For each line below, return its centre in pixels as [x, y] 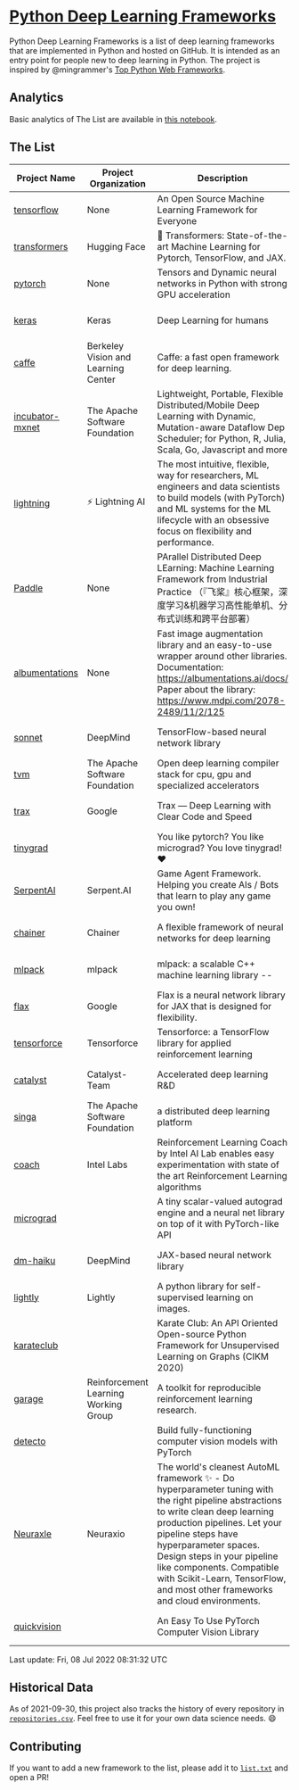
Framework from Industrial [212, 579]
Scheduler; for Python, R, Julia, [222, 438]
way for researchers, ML [208, 475]
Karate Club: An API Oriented [218, 1322]
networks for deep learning [214, 938]
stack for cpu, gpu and [204, 774]
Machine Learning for [215, 246]
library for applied [194, 1043]
